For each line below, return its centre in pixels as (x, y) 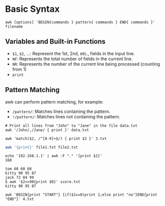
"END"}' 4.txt (20, 199)
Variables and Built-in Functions (55, 42)
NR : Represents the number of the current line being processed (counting (86, 64)
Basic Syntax (33, 9)
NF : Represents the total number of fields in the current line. (72, 59)
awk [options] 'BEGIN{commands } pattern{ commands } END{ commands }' (80, 22)
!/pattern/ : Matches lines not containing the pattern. (66, 116)
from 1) (19, 69)
